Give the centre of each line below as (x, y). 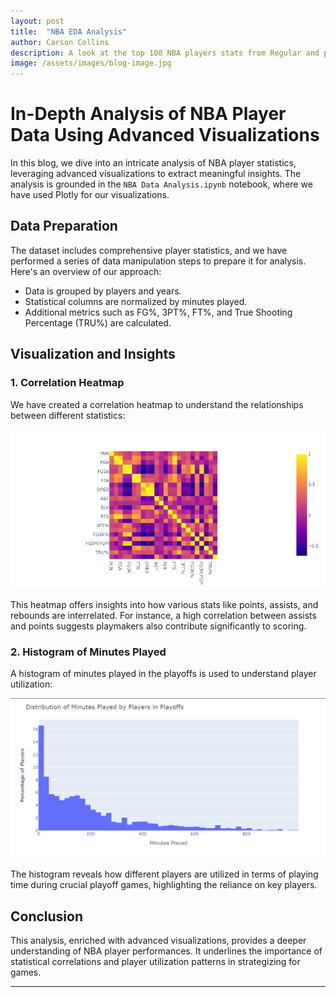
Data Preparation (64, 226)
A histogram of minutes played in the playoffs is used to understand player (163, 674)
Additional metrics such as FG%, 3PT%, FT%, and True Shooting (158, 312)
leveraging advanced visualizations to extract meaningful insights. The (156, 174)
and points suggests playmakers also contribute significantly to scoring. (158, 626)
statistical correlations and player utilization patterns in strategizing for (155, 961)
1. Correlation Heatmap (67, 383)
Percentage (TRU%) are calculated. (98, 322)
